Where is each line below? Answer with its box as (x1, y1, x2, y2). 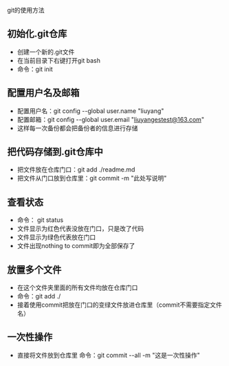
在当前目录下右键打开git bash (17, 56, 101, 64)
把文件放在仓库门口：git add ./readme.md (17, 165, 135, 174)
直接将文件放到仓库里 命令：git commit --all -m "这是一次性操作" (17, 351, 201, 359)
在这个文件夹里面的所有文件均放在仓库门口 (17, 283, 138, 292)
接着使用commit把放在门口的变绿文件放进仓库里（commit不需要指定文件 (17, 301, 222, 309)
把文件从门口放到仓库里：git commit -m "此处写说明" (17, 174, 167, 183)
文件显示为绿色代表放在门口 (17, 233, 96, 241)
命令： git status (17, 216, 64, 224)
